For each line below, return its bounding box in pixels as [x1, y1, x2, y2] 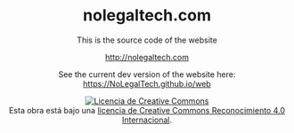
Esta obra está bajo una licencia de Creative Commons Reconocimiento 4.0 [9, 105, 285, 115]
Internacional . [121, 114, 173, 125]
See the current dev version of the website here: [58, 68, 236, 80]
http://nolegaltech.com [105, 51, 189, 62]
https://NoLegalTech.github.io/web [83, 78, 211, 89]
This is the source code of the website [77, 35, 217, 45]
